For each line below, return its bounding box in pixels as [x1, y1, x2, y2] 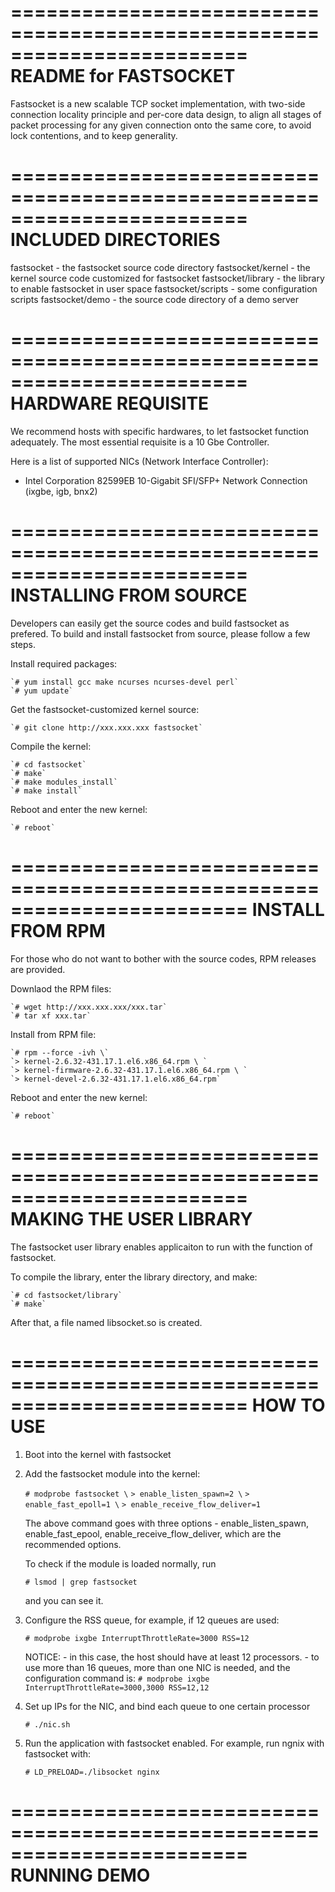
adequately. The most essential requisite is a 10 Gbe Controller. [10, 436, 270, 448]
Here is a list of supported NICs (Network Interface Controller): [10, 455, 269, 467]
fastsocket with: [24, 1747, 92, 1760]
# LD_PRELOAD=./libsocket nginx [24, 1767, 160, 1777]
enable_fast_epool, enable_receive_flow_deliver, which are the [24, 1527, 282, 1540]
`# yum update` [10, 686, 74, 696]
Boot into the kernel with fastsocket [24, 1448, 172, 1460]
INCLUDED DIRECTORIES [10, 229, 221, 251]
